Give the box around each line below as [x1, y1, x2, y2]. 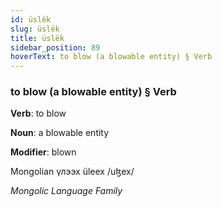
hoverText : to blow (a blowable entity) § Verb [10, 52, 213, 62]
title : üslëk [10, 33, 65, 43]
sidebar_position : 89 [10, 42, 101, 53]
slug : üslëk [10, 24, 60, 34]
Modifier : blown [10, 146, 77, 158]
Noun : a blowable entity [10, 127, 110, 139]
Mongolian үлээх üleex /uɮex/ [10, 166, 135, 178]
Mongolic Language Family [10, 185, 123, 197]
